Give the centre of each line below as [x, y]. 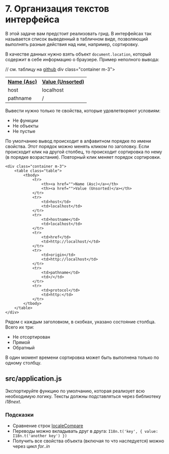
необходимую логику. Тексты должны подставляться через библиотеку [83, 396]
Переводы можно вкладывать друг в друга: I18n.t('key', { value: [85, 431]
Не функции [25, 120]
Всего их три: [20, 327]
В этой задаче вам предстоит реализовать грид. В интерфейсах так [78, 33]
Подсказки [19, 415]
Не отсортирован [31, 337]
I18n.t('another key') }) [40, 436]
